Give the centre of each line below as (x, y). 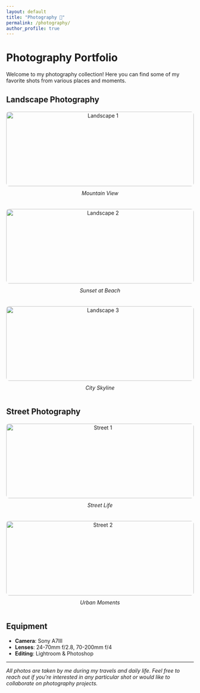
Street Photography (43, 411)
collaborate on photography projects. (52, 683)
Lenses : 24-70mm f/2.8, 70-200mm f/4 (63, 647)
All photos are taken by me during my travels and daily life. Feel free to (93, 670)
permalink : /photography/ (38, 23)
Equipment (27, 627)
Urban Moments (100, 602)
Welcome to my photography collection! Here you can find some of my (93, 75)
